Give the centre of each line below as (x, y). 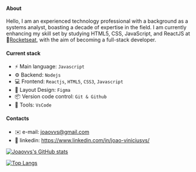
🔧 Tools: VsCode (33, 105)
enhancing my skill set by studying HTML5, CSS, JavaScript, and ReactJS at (98, 34)
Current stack (23, 53)
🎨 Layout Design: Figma (42, 90)
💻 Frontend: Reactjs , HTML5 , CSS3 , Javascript (69, 81)
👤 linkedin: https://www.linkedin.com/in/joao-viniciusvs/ (82, 140)
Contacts (18, 118)
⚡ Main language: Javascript (50, 67)
